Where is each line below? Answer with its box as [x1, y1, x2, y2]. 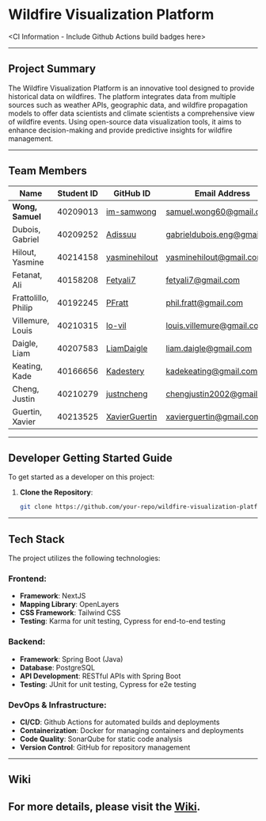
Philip [12, 302, 33, 313]
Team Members [8, 164, 87, 178]
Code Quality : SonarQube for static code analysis [19, 734, 183, 743]
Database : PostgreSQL [19, 663, 96, 672]
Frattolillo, [12, 292, 49, 303]
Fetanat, [12, 269, 43, 281]
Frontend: [8, 573, 47, 584]
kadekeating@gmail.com [165, 365, 258, 376]
